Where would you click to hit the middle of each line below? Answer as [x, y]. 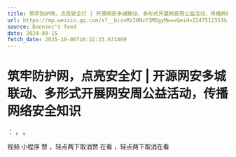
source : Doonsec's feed [42, 27]
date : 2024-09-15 [33, 33]
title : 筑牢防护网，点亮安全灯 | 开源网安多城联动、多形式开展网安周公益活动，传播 [114, 14]
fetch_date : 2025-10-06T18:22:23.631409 [67, 40]
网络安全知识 [44, 111]
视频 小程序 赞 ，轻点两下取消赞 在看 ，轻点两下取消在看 [88, 147]
